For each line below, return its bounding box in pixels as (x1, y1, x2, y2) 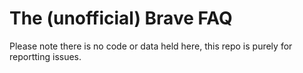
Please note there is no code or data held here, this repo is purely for (9, 40, 293, 52)
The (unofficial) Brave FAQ (9, 7, 233, 30)
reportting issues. (9, 50, 82, 62)
